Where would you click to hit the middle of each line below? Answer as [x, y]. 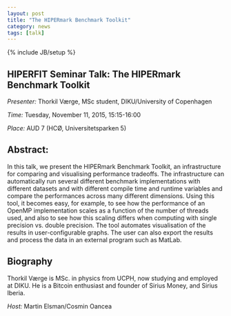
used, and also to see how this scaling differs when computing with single [112, 217]
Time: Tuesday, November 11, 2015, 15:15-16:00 [74, 115]
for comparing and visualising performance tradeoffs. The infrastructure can [116, 174]
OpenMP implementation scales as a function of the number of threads [108, 210]
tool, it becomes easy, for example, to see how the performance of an [106, 203]
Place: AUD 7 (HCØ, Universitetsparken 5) [67, 128]
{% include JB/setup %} [41, 52]
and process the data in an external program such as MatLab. [94, 239]
